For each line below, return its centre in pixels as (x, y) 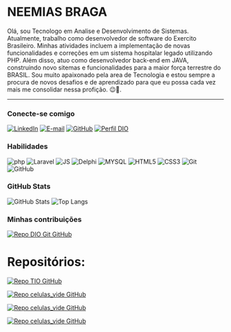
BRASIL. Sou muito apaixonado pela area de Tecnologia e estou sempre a (111, 75)
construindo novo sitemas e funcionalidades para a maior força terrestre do (114, 67)
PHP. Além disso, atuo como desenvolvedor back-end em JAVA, (98, 60)
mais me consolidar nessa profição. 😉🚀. (64, 89)
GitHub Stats (29, 186)
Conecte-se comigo (41, 113)
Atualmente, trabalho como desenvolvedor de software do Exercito (102, 38)
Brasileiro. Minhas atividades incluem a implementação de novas (99, 45)
